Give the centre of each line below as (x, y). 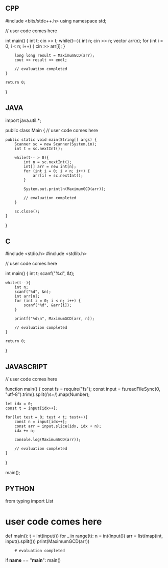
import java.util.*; (23, 120)
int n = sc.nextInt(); (48, 162)
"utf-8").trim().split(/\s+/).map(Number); (48, 394)
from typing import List (29, 501)
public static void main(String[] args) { (51, 140)
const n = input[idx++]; (41, 422)
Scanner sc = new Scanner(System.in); (56, 144)
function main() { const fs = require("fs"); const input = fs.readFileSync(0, (83, 389)
